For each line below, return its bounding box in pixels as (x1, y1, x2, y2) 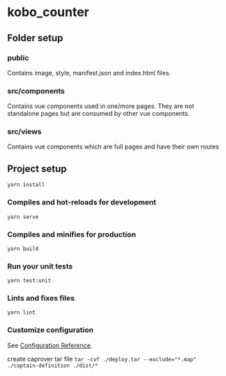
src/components (7, 86, 65, 96)
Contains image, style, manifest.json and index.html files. (7, 68, 171, 77)
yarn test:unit (7, 277, 52, 285)
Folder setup (7, 32, 63, 44)
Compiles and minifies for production (7, 230, 136, 239)
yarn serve (7, 213, 39, 220)
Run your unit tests (7, 261, 73, 271)
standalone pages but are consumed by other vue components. (7, 110, 190, 118)
